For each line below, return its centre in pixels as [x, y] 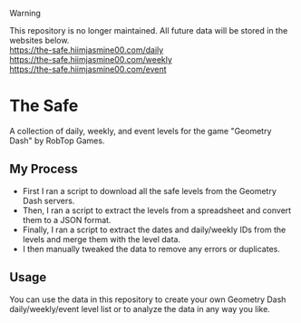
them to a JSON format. [67, 220]
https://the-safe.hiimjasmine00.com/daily [87, 50]
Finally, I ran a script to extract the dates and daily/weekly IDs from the [154, 230]
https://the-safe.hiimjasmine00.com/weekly [91, 59]
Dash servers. [49, 201]
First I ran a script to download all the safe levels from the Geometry [149, 191]
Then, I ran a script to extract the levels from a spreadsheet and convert [157, 210]
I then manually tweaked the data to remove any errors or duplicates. [151, 249]
